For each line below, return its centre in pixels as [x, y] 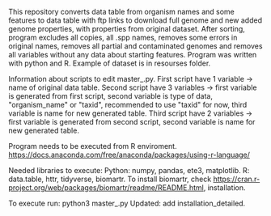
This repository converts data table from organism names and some [121, 12]
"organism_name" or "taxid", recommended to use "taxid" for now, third [128, 105]
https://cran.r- [237, 179]
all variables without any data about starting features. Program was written [133, 55]
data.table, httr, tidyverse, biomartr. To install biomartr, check [110, 179]
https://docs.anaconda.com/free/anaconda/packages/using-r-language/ [129, 155]
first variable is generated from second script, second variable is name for [132, 122]
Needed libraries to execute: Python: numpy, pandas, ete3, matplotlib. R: [129, 170]
